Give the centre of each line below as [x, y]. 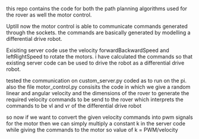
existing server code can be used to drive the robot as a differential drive [95, 63]
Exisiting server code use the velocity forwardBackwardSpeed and [88, 50]
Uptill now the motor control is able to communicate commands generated [97, 26]
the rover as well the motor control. [49, 15]
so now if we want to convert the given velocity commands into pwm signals [99, 117]
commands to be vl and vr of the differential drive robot [74, 106]
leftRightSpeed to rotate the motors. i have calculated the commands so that [99, 56]
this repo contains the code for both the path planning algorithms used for [97, 9]
